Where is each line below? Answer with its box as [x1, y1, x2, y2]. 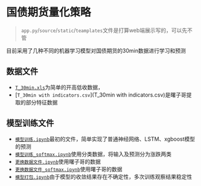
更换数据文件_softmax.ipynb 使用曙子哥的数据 [14, 165, 123, 173]
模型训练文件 [6, 118, 54, 129]
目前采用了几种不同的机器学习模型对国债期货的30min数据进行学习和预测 [6, 46, 186, 54]
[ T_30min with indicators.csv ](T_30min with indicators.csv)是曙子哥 [14, 91, 187, 98]
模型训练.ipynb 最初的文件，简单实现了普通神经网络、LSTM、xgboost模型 [14, 135, 196, 143]
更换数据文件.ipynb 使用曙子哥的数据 [14, 158, 101, 165]
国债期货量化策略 [6, 5, 92, 19]
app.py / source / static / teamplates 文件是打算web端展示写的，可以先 [21, 27, 188, 34]
